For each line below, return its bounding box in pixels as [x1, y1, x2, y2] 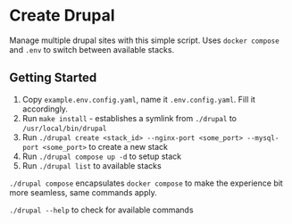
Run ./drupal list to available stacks [21, 160, 163, 170]
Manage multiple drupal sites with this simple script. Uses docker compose [9, 35, 279, 46]
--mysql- [246, 133, 279, 143]
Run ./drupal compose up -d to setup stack [21, 151, 182, 162]
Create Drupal [9, 5, 115, 26]
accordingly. [21, 104, 69, 114]
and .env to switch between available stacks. [9, 44, 175, 54]
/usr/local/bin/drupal [21, 124, 107, 133]
